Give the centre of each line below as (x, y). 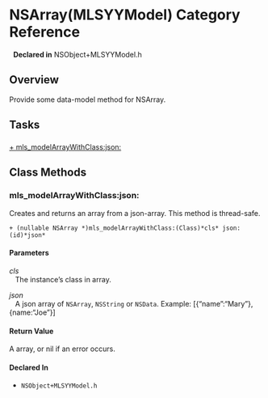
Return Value (31, 331)
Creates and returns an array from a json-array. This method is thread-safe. (135, 213)
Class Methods (48, 173)
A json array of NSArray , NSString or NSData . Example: (103, 303)
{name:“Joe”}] (32, 312)
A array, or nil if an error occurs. (62, 349)
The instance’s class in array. (63, 279)
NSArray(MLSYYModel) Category (125, 15)
